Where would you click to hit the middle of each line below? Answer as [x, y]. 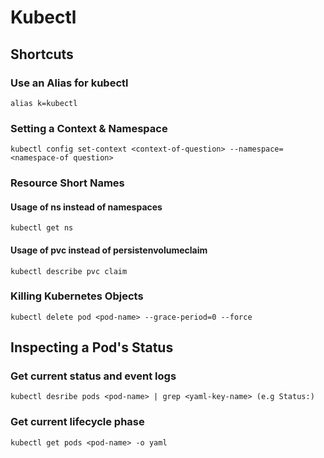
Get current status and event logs [93, 376]
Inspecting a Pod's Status [92, 347]
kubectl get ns [42, 228]
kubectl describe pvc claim [69, 271]
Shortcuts [42, 54]
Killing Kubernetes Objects [77, 296]
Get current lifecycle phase [77, 422]
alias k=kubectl [44, 103]
